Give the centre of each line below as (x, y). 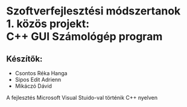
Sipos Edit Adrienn (38, 80)
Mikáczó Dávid (33, 86)
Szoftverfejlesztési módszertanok (93, 11)
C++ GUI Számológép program (84, 37)
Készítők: (24, 59)
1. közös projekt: (48, 24)
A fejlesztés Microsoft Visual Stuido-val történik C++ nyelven (82, 98)
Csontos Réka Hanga (41, 73)
